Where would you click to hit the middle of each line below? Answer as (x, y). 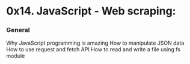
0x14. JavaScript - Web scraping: (91, 11)
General (18, 30)
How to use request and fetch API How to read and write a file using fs (93, 50)
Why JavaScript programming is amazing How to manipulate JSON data (95, 43)
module (16, 56)
